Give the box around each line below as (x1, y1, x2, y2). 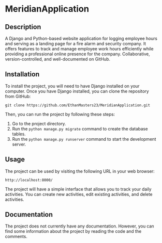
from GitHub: (5, 93, 31, 99)
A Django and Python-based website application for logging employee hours (5, 35, 158, 41)
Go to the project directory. (12, 120, 66, 127)
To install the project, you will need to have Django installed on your (5, 83, 140, 89)
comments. (5, 234, 28, 240)
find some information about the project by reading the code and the (5, 228, 142, 234)
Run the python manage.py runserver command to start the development (12, 136, 156, 142)
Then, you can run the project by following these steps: (5, 111, 115, 117)
